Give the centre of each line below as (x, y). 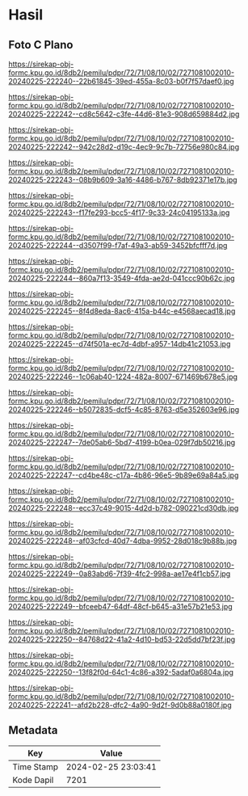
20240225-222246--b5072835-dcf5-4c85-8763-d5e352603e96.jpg (124, 409)
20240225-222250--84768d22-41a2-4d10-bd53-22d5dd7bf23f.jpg (122, 639)
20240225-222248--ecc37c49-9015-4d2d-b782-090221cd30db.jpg (124, 508)
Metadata (33, 730)
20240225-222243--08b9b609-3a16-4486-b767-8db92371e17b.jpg (123, 180)
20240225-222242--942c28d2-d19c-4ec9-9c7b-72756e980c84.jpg (124, 147)
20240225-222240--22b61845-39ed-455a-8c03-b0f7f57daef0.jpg (121, 81)
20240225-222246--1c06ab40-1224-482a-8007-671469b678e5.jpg (123, 377)
